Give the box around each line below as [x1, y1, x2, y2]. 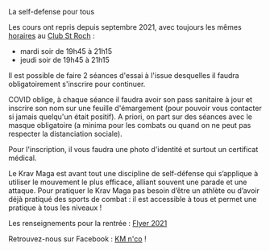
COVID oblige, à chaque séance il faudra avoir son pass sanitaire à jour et [8, 95, 252, 104]
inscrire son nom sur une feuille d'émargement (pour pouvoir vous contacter [8, 104, 262, 113]
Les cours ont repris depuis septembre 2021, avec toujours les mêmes [8, 23, 242, 31]
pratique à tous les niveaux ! [8, 203, 102, 212]
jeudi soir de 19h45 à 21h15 [19, 56, 110, 64]
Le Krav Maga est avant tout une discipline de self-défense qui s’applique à [8, 169, 259, 178]
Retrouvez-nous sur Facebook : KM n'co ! [8, 234, 147, 244]
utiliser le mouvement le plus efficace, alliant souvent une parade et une [8, 177, 247, 187]
